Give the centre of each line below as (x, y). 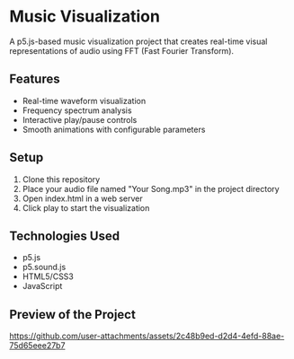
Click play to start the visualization (86, 207)
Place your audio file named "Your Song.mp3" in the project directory (151, 188)
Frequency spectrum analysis (77, 110)
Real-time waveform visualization (84, 101)
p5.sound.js (44, 267)
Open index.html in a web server (82, 198)
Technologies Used (64, 236)
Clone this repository (61, 179)
